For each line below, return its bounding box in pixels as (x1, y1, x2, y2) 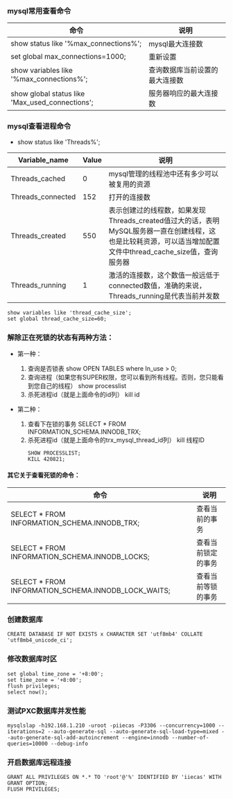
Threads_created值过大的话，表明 (108, 216, 220, 225)
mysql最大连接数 (148, 39, 203, 49)
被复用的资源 (108, 179, 151, 188)
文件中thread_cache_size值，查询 (108, 247, 218, 256)
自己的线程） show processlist (40, 381, 127, 389)
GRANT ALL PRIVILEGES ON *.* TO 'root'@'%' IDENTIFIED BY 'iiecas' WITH (7, 774, 222, 781)
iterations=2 (7, 728, 45, 735)
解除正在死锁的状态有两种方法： (7, 333, 114, 342)
